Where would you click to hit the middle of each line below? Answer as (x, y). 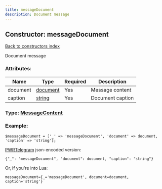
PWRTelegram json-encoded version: (43, 149)
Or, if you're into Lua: (26, 168)
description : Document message (37, 14)
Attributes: (19, 69)
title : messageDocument (30, 10)
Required (75, 81)
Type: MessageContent (34, 113)
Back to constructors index (33, 46)
